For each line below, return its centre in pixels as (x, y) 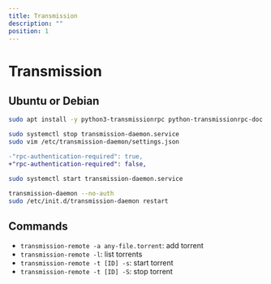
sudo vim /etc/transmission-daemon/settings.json (94, 142)
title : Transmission (43, 16)
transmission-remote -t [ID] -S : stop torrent (96, 272)
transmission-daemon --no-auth (61, 193)
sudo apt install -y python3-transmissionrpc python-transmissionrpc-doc (136, 120)
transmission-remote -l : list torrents (81, 254)
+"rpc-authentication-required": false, (78, 164)
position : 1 (28, 31)
